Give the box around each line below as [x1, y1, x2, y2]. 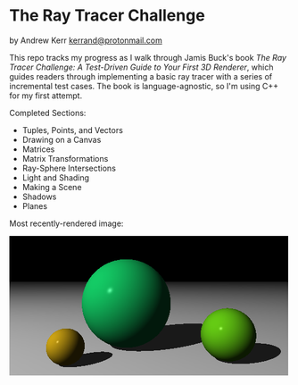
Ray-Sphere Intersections [21, 163, 116, 173]
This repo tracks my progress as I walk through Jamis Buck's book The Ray [9, 52, 287, 63]
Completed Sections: [9, 107, 87, 118]
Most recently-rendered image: [9, 218, 124, 229]
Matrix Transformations [21, 153, 109, 163]
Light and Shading [21, 172, 90, 183]
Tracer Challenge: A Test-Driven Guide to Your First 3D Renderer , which [9, 62, 274, 72]
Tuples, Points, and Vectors [21, 124, 123, 135]
